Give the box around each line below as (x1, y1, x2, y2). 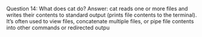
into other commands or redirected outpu (6, 24, 110, 31)
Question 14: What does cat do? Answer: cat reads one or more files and (6, 5, 189, 12)
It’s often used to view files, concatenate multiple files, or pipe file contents (6, 18, 194, 24)
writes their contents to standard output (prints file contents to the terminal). (6, 11, 197, 18)
